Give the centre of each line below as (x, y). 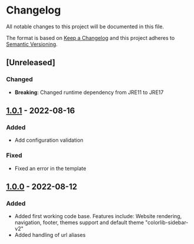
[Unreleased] (31, 63)
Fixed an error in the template (50, 168)
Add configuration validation (49, 140)
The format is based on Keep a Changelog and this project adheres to (91, 38)
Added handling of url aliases (50, 235)
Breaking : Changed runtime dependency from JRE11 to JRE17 (89, 92)
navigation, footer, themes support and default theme (79, 223)
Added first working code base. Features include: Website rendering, (98, 216)
